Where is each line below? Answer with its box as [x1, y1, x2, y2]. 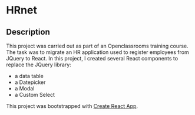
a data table [14, 73, 44, 79]
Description [6, 27, 50, 37]
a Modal [14, 85, 35, 92]
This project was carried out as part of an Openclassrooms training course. [6, 42, 189, 49]
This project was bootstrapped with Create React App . [6, 103, 138, 109]
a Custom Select [14, 92, 55, 98]
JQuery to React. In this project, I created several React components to [6, 55, 179, 62]
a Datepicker [14, 79, 46, 86]
